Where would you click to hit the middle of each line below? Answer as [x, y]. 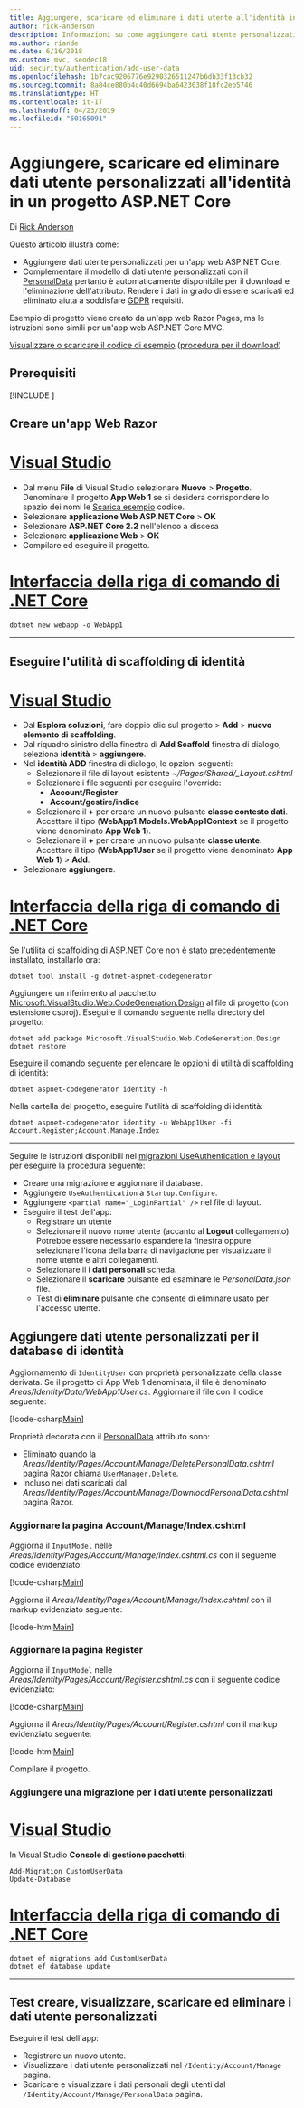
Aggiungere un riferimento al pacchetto [83, 993]
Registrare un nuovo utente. [74, 2056]
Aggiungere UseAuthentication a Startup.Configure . [120, 1193]
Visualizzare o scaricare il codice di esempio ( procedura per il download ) [146, 346]
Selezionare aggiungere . [69, 869]
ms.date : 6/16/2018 [46, 52]
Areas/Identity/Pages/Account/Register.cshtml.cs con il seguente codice [145, 1679]
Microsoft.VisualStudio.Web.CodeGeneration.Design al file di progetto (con [149, 1003]
